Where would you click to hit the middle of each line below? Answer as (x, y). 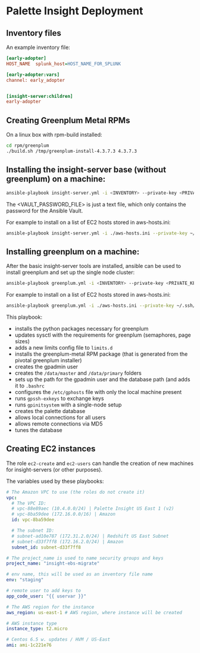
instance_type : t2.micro (37, 629)
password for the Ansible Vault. (45, 211)
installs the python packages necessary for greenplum (82, 328)
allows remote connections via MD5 (59, 423)
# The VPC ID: (29, 503)
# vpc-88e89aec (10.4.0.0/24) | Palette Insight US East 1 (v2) (93, 509)
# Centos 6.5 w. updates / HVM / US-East (58, 640)
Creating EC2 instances (51, 449)
